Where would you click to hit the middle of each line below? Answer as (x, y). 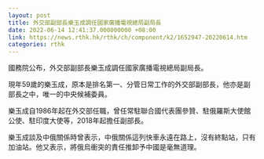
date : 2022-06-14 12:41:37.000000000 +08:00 (82, 30)
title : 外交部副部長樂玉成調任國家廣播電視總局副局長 (85, 23)
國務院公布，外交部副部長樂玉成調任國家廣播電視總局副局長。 (108, 68)
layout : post (29, 15)
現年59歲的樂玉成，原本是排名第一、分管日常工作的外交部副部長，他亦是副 (129, 85)
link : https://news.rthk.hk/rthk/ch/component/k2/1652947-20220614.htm (128, 37)
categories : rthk (37, 45)
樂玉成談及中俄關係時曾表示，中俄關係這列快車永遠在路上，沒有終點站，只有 (132, 137)
